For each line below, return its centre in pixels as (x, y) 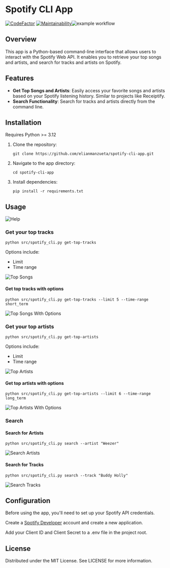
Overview (21, 39)
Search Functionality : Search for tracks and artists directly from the (84, 101)
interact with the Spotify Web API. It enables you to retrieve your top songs (83, 57)
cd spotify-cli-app (33, 173)
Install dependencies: (35, 182)
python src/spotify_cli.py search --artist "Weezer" (62, 444)
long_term (16, 398)
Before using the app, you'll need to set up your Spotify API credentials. (80, 513)
